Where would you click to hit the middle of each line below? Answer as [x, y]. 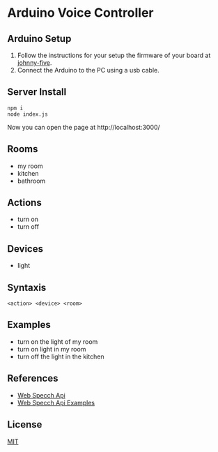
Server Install [37, 92]
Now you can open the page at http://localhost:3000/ [84, 127]
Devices [25, 249]
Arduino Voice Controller [80, 13]
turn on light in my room [52, 349]
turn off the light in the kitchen [61, 356]
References [33, 378]
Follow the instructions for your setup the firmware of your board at [114, 55]
